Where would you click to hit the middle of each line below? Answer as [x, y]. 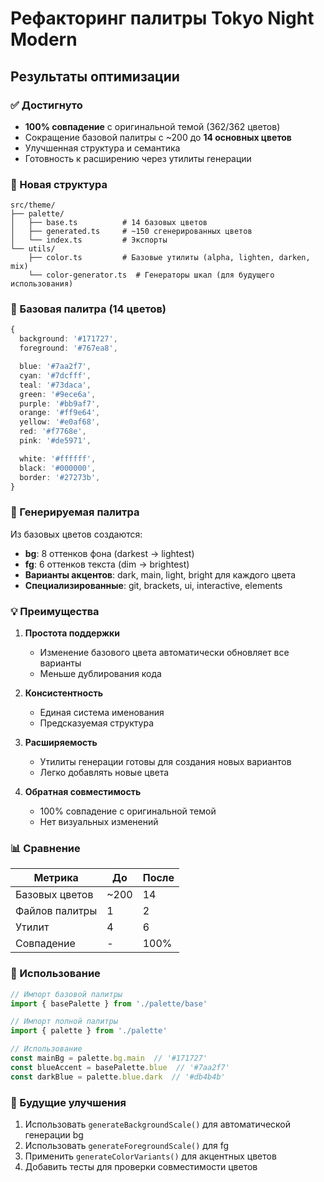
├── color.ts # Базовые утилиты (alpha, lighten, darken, [169, 258]
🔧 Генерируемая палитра [75, 512]
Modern [44, 39]
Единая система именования [102, 713]
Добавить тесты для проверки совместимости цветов [141, 1166]
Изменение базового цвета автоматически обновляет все [164, 653]
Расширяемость [61, 743]
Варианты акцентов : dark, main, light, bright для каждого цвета [160, 574]
